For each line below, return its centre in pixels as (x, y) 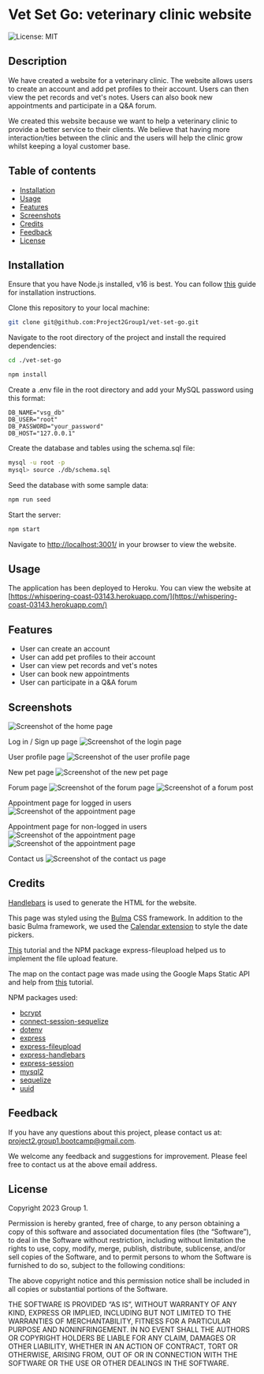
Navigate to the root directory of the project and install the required (117, 338)
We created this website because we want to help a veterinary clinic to (123, 121)
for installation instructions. (52, 293)
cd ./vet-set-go (35, 360)
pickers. (21, 934)
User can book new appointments (74, 674)
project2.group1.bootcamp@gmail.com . (72, 1141)
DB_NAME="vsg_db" (37, 413)
